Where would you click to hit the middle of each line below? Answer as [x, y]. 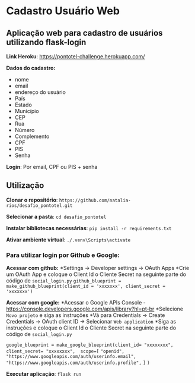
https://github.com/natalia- [95, 200]
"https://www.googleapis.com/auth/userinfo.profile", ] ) [78, 363]
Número [25, 130]
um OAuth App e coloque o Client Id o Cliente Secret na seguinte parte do [96, 274]
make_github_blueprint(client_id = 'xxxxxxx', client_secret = [86, 287]
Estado [23, 105]
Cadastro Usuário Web [63, 11]
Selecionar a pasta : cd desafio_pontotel [56, 216]
